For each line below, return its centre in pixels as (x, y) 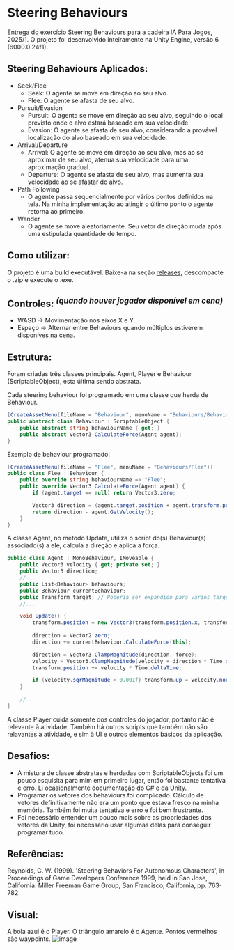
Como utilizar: (39, 256)
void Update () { (44, 616)
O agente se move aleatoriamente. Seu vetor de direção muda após (124, 226)
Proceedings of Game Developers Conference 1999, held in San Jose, (107, 878)
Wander (29, 219)
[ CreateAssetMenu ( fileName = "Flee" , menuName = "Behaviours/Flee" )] (110, 467)
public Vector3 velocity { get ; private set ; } (90, 565)
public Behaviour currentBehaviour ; (73, 591)
